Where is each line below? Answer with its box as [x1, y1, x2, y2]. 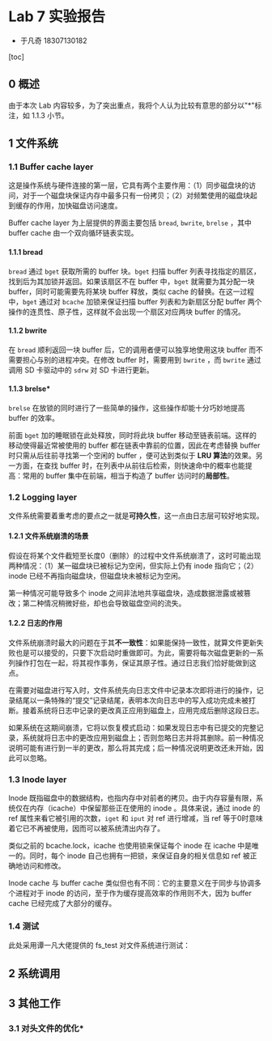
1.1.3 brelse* [8, 384, 51, 393]
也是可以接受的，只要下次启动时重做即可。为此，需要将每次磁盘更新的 [15, 648, 249, 657]
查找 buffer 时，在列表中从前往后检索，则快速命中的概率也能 [43, 461, 245, 470]
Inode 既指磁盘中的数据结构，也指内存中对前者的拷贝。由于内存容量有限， [8, 793, 257, 803]
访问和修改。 [22, 861, 66, 871]
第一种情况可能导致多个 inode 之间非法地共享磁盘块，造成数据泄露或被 [8, 588, 244, 597]
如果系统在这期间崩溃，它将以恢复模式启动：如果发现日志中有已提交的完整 [8, 722, 257, 733]
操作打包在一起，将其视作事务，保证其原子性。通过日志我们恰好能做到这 [15, 657, 257, 668]
